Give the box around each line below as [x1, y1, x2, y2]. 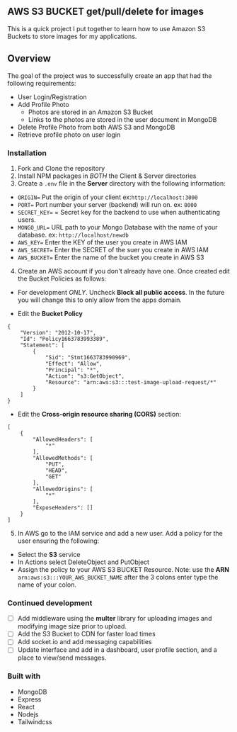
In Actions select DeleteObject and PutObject [17, 558, 150, 566]
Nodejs [17, 710, 39, 719]
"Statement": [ [20, 342, 65, 349]
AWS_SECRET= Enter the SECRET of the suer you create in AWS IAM [17, 245, 209, 254]
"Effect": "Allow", [45, 360, 103, 367]
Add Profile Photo [17, 100, 69, 108]
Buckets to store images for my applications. [7, 32, 137, 40]
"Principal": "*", [45, 366, 100, 373]
